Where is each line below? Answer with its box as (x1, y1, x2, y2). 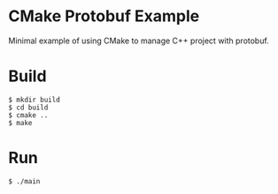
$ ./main (8, 176, 41, 186)
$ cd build (8, 103, 49, 112)
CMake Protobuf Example (8, 6, 200, 26)
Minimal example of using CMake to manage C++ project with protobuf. (8, 35, 269, 46)
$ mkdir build (8, 95, 61, 104)
